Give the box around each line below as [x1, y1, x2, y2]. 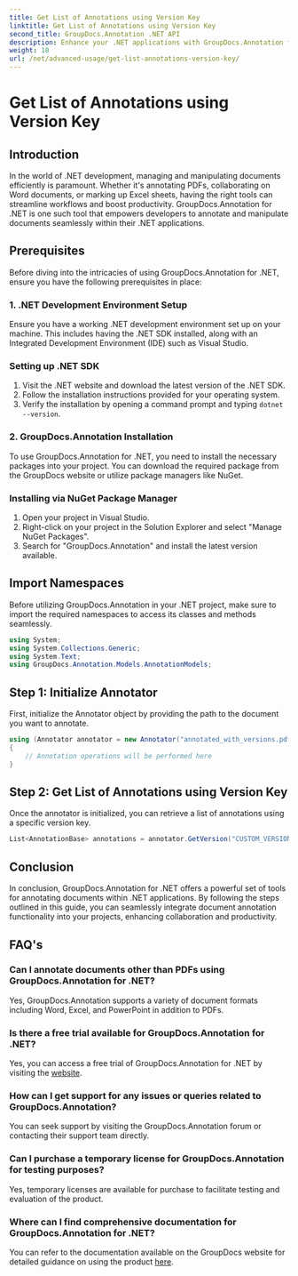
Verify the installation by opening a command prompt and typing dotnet [21, 399, 284, 410]
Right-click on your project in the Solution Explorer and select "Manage [21, 522, 282, 532]
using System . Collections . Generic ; [9, 644, 141, 653]
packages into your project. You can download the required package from [9, 460, 279, 471]
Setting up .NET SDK [9, 360, 100, 373]
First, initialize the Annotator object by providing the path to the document [9, 709, 279, 719]
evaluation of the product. [9, 1193, 104, 1204]
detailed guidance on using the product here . [9, 1256, 175, 1267]
